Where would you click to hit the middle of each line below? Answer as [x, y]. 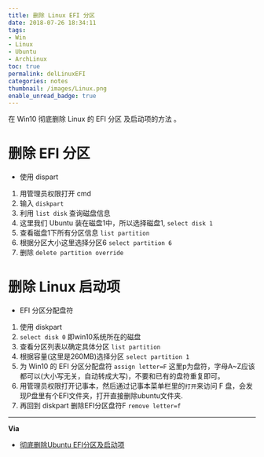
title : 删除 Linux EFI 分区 [52, 15]
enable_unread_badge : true [52, 96]
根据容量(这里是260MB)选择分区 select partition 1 [104, 356]
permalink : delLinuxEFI [47, 74]
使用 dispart [39, 177]
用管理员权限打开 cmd [55, 194]
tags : [17, 30]
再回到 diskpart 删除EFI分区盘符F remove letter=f [100, 406]
